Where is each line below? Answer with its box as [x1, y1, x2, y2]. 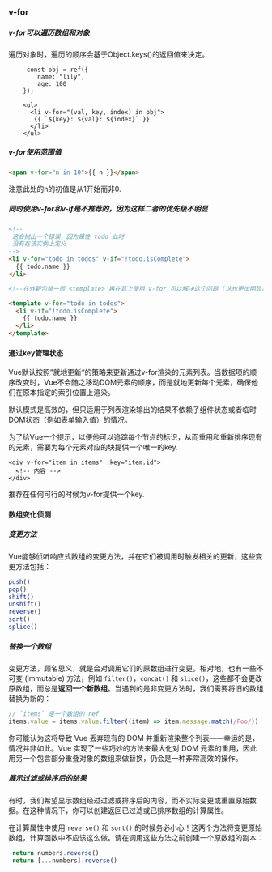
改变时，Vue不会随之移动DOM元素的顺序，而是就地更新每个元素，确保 [15, 377, 252, 387]
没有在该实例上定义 [11, 240, 67, 249]
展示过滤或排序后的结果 [8, 773, 87, 783]
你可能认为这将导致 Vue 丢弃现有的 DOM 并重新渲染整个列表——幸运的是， [8, 733, 260, 742]
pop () [8, 585, 27, 593]
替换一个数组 [8, 641, 51, 651]
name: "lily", [37, 72, 85, 81]
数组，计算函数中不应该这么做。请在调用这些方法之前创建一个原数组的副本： [8, 832, 264, 842]
